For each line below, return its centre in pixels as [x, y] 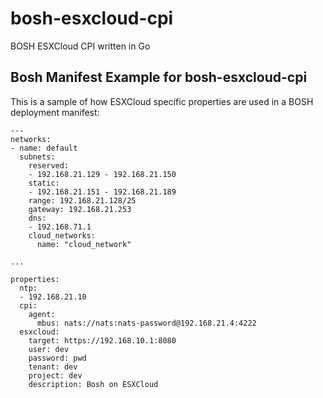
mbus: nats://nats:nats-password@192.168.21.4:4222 [146, 323]
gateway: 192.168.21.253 [80, 209]
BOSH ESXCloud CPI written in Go [80, 46]
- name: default [44, 148]
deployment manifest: [55, 112]
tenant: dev [53, 367]
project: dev [55, 375]
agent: [42, 314]
